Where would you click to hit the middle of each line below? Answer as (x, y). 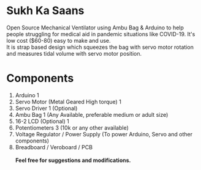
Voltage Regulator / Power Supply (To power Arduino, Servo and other (104, 134)
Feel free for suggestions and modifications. (73, 160)
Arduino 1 (27, 95)
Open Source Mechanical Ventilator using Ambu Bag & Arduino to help (95, 28)
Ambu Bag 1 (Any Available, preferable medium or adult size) (92, 114)
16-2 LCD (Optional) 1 (42, 121)
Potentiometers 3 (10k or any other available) (72, 127)
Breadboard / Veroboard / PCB (54, 147)
